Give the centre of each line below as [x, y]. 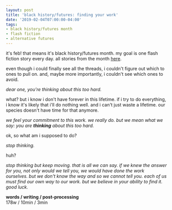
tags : [12, 24]
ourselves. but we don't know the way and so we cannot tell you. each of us [86, 176]
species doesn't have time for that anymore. [52, 110]
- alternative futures [30, 39]
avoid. [12, 79]
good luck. [17, 187]
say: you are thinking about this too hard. [50, 125]
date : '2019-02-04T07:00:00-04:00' [44, 19]
